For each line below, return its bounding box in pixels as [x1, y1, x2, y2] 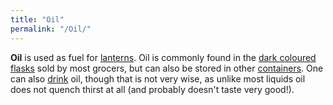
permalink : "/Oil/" [10, 24, 92, 34]
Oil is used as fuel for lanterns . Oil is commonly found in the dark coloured [10, 51, 317, 63]
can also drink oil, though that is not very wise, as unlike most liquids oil [10, 72, 306, 85]
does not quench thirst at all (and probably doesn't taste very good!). [10, 83, 295, 95]
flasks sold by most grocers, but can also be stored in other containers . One [10, 62, 324, 74]
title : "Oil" [10, 14, 65, 25]
